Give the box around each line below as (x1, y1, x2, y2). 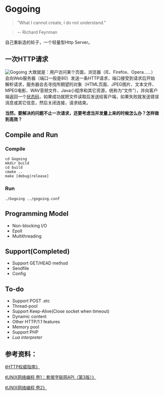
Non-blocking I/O (12, 222, 47, 229)
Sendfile (12, 265, 29, 271)
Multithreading (12, 233, 42, 239)
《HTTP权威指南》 (5, 364, 40, 369)
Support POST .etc (12, 298, 50, 304)
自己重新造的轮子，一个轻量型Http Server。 (5, 39, 93, 45)
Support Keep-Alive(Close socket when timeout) (12, 308, 110, 315)
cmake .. (5, 169, 23, 175)
